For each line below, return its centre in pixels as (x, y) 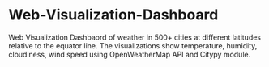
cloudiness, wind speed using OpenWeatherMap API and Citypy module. (130, 54)
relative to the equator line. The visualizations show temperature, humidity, (133, 45)
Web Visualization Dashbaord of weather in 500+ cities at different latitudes (135, 37)
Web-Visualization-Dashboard (113, 15)
